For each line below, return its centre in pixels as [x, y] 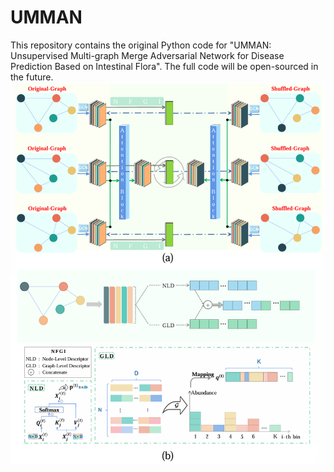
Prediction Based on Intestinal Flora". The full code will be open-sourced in [164, 66]
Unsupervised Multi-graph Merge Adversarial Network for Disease [147, 55]
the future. [32, 77]
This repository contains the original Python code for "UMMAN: [141, 45]
